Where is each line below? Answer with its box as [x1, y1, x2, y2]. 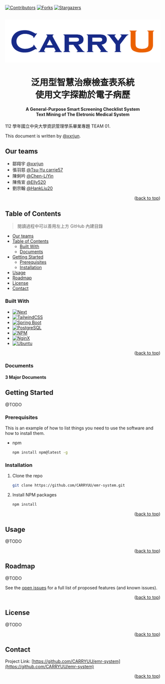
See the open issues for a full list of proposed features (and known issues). [5, 585, 158, 590]
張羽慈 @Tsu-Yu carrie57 [12, 167, 63, 173]
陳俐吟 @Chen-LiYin [12, 173, 54, 179]
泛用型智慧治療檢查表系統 [31, 77, 134, 88]
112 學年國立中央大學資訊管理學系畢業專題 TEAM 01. [5, 123, 111, 129]
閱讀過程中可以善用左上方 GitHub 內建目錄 [17, 223, 103, 229]
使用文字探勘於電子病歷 [35, 89, 131, 100]
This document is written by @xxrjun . [5, 133, 81, 139]
